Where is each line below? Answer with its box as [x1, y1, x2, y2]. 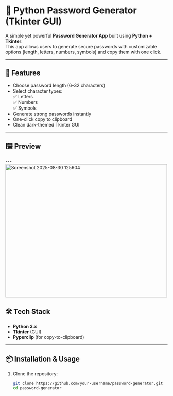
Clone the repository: [12, 371, 58, 377]
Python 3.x [12, 323, 37, 330]
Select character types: [12, 87, 63, 94]
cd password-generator [12, 386, 62, 391]
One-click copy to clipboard [12, 116, 72, 122]
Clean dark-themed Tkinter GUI [12, 121, 80, 128]
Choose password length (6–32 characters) [12, 82, 106, 88]
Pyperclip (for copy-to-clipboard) [12, 334, 84, 340]
